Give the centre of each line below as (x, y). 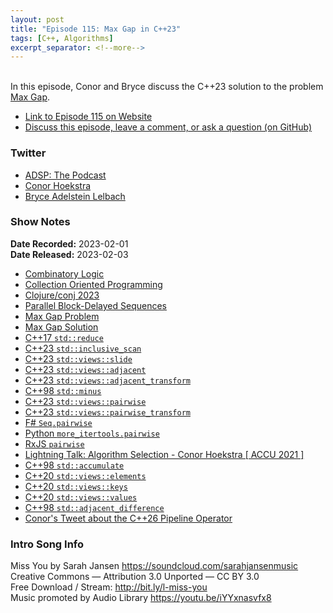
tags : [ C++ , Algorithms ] (62, 38)
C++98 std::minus (63, 390)
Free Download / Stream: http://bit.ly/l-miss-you (109, 587)
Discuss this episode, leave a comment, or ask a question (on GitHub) (168, 127)
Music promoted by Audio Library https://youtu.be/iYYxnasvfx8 (141, 598)
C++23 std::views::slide (78, 358)
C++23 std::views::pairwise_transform (107, 412)
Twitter (28, 153)
